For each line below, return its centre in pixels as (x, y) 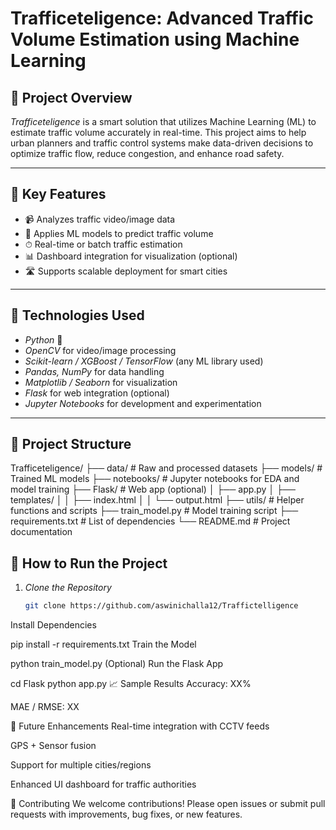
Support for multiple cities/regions (81, 765)
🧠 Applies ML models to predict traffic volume (119, 233)
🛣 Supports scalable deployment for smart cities (126, 271)
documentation (41, 532)
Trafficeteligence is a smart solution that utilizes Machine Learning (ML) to (163, 121)
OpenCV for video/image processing (100, 350)
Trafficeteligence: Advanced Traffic (162, 18)
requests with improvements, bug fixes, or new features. (126, 814)
